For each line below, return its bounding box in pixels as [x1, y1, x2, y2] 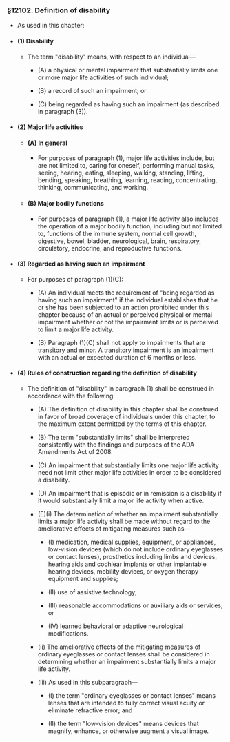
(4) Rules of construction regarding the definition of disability [17, 369, 198, 378]
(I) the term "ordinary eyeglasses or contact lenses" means [48, 691, 216, 699]
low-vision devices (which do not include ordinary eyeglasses [48, 545, 224, 554]
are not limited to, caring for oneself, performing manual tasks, [37, 162, 216, 170]
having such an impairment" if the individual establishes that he [37, 295, 218, 304]
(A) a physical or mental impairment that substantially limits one [37, 66, 218, 74]
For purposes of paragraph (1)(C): [27, 275, 124, 283]
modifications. [48, 629, 89, 637]
